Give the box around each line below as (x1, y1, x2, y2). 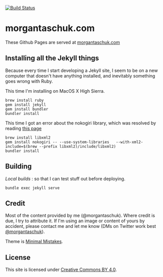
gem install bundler (5, 106, 49, 111)
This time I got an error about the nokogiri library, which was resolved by (5, 120, 156, 126)
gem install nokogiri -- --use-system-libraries (5, 139, 110, 144)
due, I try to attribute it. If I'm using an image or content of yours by (5, 218, 145, 224)
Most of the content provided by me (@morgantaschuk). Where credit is (5, 213, 155, 219)
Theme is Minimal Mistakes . (5, 239, 63, 245)
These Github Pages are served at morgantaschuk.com (5, 39, 120, 45)
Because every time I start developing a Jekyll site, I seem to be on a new (5, 67, 158, 73)
